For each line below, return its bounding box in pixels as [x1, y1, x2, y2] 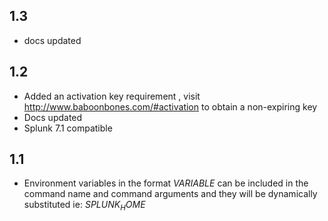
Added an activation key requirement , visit [23, 90, 201, 102]
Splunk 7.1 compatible [23, 122, 113, 134]
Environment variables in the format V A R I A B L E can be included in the [23, 177, 309, 189]
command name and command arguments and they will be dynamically [23, 188, 318, 200]
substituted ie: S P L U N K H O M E [23, 199, 146, 213]
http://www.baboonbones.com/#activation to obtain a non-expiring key [23, 100, 318, 113]
